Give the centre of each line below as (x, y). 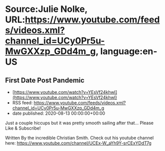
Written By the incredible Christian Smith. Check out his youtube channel (80, 138)
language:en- (129, 51)
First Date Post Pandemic (45, 80)
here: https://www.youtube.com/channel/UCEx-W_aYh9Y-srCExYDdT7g (79, 143)
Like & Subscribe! (23, 128)
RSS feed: (23, 103)
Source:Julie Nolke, (46, 9)
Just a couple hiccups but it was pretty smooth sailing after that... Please (79, 123)
